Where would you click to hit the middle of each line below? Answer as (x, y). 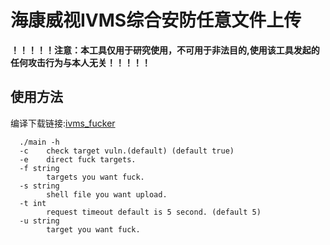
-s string (39, 186)
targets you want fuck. (95, 177)
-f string (39, 168)
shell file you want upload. (107, 194)
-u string (39, 221)
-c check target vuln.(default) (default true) (127, 151)
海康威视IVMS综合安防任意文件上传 (156, 20)
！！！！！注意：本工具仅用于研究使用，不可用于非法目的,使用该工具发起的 (165, 50)
